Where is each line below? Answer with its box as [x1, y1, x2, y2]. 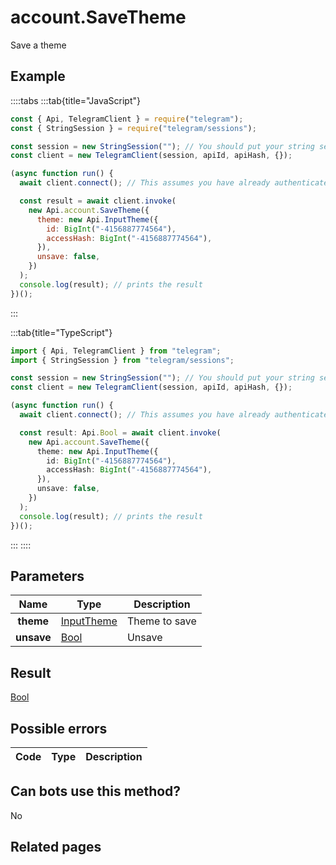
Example [10, 68, 66, 85]
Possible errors [10, 720, 108, 737]
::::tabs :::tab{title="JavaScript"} [10, 94, 142, 106]
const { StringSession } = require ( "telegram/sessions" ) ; [10, 123, 257, 133]
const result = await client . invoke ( [19, 196, 177, 206]
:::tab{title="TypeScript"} [10, 326, 113, 338]
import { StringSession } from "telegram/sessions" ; [10, 355, 235, 365]
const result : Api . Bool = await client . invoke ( [19, 427, 222, 438]
